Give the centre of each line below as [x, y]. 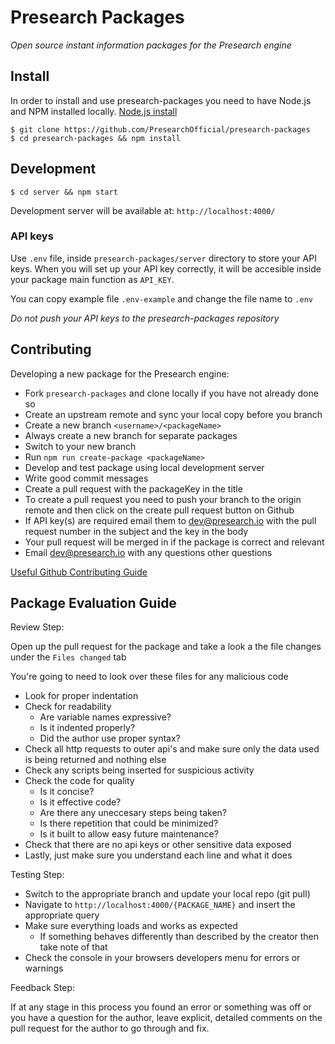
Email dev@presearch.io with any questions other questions [148, 552]
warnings [44, 968]
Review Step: [37, 627]
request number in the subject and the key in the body [136, 531]
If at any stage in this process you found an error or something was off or [161, 1007]
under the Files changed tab [68, 657]
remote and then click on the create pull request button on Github [159, 510]
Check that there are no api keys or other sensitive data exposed [158, 845]
